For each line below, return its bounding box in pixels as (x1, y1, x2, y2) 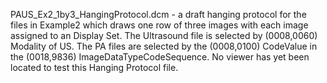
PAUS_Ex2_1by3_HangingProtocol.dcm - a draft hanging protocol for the (10, 9, 307, 20)
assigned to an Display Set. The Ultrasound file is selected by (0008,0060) (10, 30, 318, 41)
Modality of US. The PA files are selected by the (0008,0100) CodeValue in (10, 40, 318, 52)
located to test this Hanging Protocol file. (10, 62, 179, 73)
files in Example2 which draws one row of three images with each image (10, 19, 309, 31)
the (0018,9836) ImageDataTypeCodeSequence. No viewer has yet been (10, 51, 310, 63)
